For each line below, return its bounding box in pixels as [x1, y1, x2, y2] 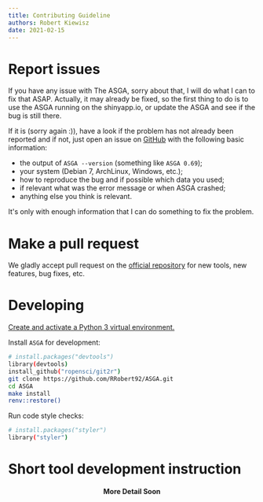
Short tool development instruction [8, 460, 242, 478]
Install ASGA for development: [8, 338, 100, 347]
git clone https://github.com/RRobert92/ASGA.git [8, 375, 174, 382]
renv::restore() [8, 397, 61, 405]
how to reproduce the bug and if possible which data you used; [19, 175, 225, 185]
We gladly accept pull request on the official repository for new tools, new [8, 260, 247, 270]
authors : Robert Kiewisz [8, 19, 89, 27]
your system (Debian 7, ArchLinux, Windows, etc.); [19, 167, 183, 176]
